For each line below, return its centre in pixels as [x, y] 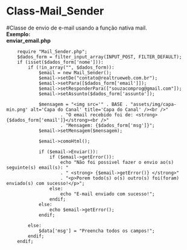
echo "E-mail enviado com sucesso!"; [107, 194]
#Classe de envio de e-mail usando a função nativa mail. [77, 28]
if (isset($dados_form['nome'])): [60, 62]
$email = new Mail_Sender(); [75, 73]
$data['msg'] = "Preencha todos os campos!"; [97, 231]
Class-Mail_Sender [55, 11]
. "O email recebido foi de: [97, 115]
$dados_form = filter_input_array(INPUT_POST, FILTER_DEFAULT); [100, 57]
